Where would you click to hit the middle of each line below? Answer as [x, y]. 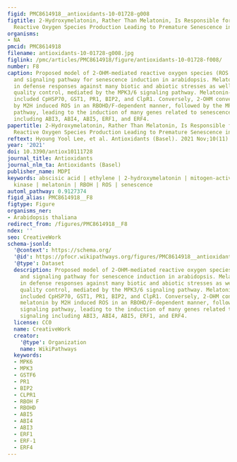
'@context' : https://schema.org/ [63, 250]
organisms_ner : [30, 211]
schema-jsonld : [30, 244]
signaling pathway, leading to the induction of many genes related [123, 309]
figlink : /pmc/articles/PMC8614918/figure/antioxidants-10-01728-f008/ [115, 60]
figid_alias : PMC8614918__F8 [50, 198]
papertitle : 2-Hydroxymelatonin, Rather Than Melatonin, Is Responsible [116, 125]
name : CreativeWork [42, 329]
